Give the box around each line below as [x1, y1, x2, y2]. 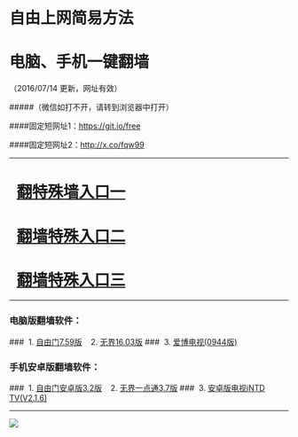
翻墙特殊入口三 [16, 269, 126, 290]
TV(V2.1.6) [9, 393, 47, 403]
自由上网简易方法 [9, 8, 135, 28]
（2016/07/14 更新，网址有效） [9, 83, 122, 94]
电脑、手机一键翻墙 [9, 52, 150, 72]
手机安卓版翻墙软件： [9, 361, 100, 373]
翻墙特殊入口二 [16, 226, 126, 246]
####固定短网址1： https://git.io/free [9, 121, 141, 131]
